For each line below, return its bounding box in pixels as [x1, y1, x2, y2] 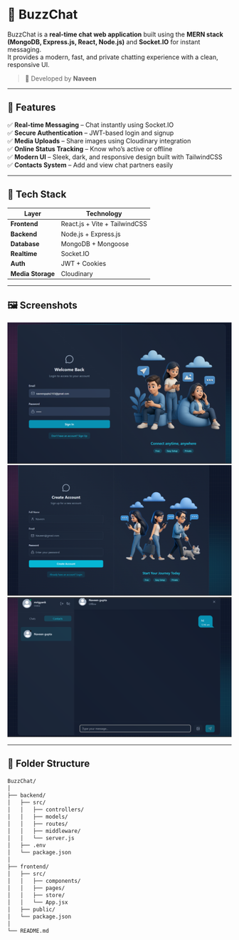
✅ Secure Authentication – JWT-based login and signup [7, 128, 174, 137]
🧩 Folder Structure [7, 757, 90, 770]
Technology [85, 210, 122, 218]
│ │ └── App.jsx [7, 899, 69, 906]
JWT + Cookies [60, 260, 107, 268]
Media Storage [10, 269, 55, 277]
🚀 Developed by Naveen [24, 74, 97, 83]
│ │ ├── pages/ [7, 884, 65, 892]
